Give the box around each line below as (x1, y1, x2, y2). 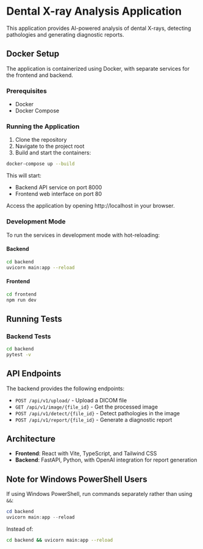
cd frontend (6, 291, 37, 297)
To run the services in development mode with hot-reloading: (6, 231, 160, 239)
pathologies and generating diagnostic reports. (6, 31, 124, 38)
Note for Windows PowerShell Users (6, 474, 148, 484)
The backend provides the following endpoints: (6, 385, 125, 392)
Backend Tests (6, 332, 51, 340)
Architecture (6, 434, 56, 444)
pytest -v (6, 351, 32, 358)
